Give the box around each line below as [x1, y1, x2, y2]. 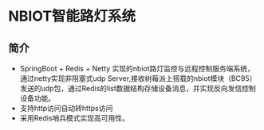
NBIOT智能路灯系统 [8, 7, 136, 25]
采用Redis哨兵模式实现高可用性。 [19, 113, 130, 123]
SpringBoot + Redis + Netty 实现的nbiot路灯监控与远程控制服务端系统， [19, 64, 255, 73]
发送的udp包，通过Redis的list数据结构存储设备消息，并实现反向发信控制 [19, 84, 257, 93]
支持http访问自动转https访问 [19, 104, 113, 113]
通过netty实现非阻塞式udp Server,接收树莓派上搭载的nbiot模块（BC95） [19, 74, 257, 83]
